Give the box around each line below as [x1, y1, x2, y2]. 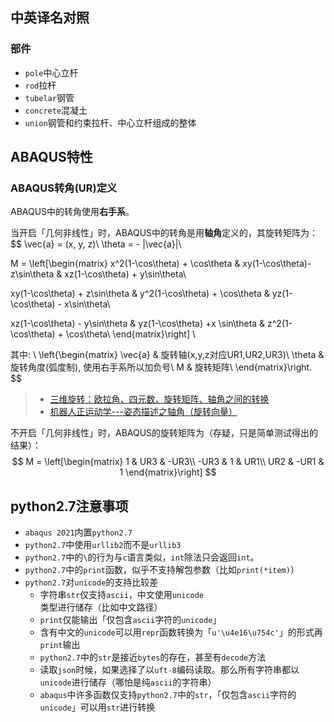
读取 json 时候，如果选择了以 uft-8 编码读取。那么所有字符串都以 [39, 664, 300, 676]
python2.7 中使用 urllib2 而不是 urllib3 [24, 539, 182, 551]
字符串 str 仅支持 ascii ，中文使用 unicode [39, 589, 204, 601]
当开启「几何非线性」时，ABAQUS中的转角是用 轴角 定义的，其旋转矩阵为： [10, 227, 319, 239]
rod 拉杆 [24, 79, 57, 91]
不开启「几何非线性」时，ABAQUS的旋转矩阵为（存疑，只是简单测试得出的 [10, 427, 319, 439]
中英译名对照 [10, 9, 90, 27]
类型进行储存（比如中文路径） [39, 601, 163, 613]
